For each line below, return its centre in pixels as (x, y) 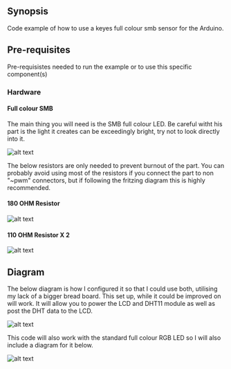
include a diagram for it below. (50, 345)
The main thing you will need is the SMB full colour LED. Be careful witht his (115, 123)
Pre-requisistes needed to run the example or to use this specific (100, 67)
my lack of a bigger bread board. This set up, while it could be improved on (114, 296)
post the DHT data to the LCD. (50, 311)
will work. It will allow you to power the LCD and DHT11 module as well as (111, 303)
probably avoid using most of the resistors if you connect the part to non (111, 173)
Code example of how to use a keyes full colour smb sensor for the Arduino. (115, 28)
